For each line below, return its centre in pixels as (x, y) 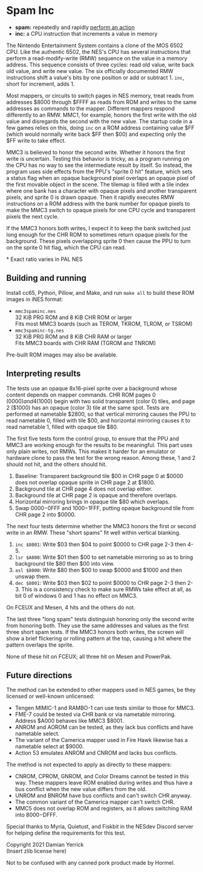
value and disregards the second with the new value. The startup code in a (99, 121)
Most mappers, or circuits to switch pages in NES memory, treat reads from (100, 95)
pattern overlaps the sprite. (40, 645)
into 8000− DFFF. (36, 815)
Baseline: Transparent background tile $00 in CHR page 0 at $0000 (99, 476)
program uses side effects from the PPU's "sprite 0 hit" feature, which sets (99, 171)
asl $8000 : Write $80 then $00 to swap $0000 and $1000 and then (98, 570)
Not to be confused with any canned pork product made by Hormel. (91, 863)
